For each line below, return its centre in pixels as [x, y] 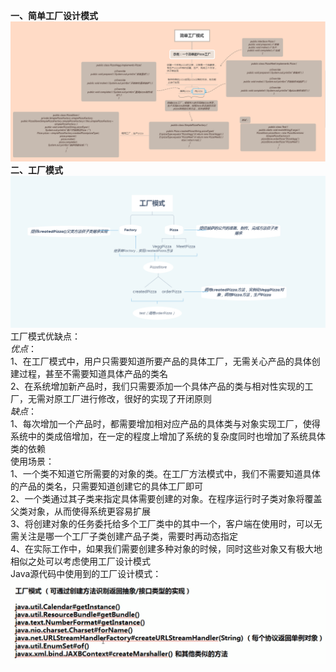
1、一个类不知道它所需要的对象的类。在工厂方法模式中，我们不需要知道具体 [165, 473]
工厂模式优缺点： [45, 336]
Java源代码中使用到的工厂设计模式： [86, 573]
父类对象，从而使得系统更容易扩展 [80, 511]
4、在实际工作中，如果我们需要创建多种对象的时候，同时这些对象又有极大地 [166, 548]
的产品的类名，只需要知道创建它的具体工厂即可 [106, 486]
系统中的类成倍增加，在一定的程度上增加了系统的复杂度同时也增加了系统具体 [168, 436]
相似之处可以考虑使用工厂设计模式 [80, 561]
